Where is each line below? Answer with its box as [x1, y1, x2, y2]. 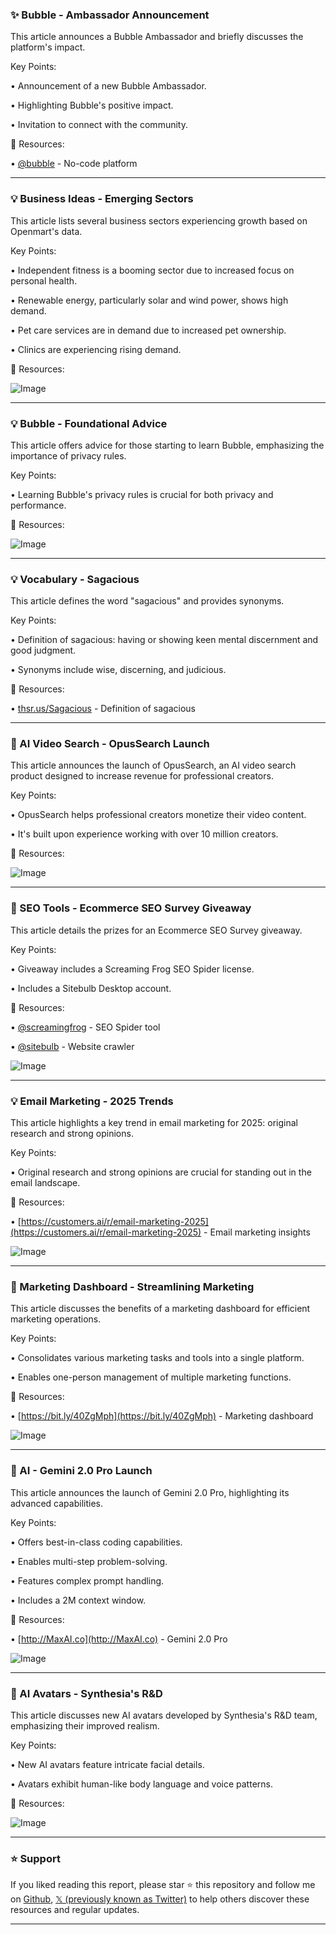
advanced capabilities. [10, 1497, 103, 1509]
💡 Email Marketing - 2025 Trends [10, 1094, 174, 1108]
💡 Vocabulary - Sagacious [10, 572, 140, 586]
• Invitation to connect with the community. [10, 119, 188, 131]
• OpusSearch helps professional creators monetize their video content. [10, 809, 307, 821]
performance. [10, 499, 67, 511]
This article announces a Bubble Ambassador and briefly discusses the [10, 31, 304, 43]
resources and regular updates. [10, 1904, 140, 1916]
